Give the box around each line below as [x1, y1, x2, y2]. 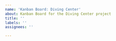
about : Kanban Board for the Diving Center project [5, 11, 111, 16]
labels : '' [5, 20, 27, 25]
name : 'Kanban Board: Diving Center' [5, 7, 81, 12]
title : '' [5, 16, 25, 20]
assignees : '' [5, 25, 34, 30]
